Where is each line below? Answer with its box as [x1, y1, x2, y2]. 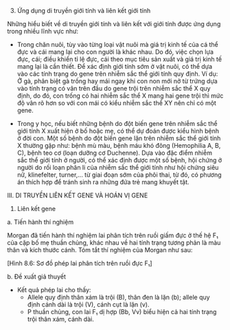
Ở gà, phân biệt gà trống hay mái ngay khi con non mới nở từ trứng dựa [16, 77, 218, 85]
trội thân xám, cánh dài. [27, 315, 94, 323]
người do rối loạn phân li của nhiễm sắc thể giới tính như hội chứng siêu [16, 164, 219, 171]
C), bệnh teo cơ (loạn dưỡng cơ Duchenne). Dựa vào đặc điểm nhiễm [16, 148, 213, 157]
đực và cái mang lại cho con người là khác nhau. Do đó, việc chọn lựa [16, 48, 214, 56]
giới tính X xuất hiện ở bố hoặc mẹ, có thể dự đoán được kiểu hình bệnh [16, 127, 220, 135]
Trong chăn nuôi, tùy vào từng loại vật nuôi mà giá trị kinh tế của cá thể [16, 41, 218, 48]
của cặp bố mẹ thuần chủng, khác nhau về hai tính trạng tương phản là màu [7, 239, 221, 247]
